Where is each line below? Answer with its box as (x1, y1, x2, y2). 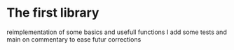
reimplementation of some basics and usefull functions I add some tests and (6, 28, 227, 36)
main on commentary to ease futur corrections (6, 35, 142, 43)
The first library (6, 5, 99, 21)
